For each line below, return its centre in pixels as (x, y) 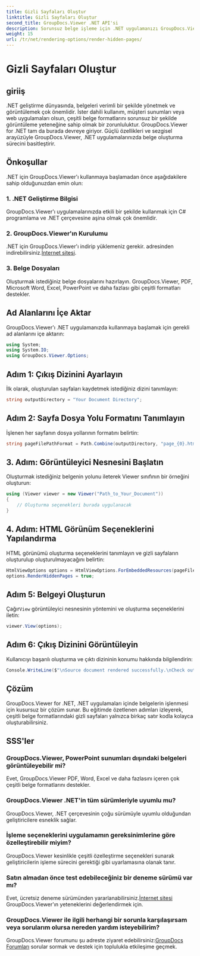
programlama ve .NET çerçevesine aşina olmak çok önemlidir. (82, 218)
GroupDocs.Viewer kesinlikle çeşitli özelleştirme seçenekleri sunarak (90, 856)
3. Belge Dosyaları (33, 268)
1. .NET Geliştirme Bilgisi (42, 198)
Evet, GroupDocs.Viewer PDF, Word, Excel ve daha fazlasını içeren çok (93, 778)
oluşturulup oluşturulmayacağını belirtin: (55, 559)
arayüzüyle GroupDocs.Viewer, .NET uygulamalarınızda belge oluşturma (95, 137)
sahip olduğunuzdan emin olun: (45, 183)
